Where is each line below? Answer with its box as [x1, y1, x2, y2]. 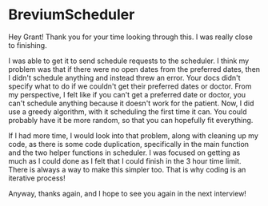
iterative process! [8, 173, 66, 183]
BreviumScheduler [8, 6, 135, 24]
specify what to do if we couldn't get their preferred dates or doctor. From [8, 81, 252, 91]
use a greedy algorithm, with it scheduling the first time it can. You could [8, 106, 247, 117]
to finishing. [8, 40, 47, 50]
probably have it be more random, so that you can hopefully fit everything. [8, 115, 254, 125]
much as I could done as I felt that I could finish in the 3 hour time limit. [8, 156, 242, 165]
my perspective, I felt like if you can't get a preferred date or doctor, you [8, 89, 246, 99]
